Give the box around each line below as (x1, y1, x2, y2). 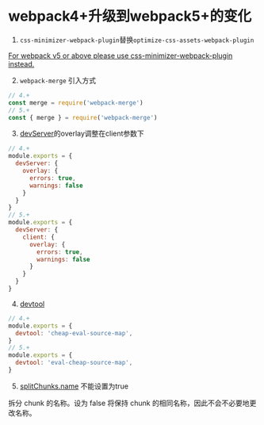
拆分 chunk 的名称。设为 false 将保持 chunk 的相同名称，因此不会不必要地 (8, 398, 250, 408)
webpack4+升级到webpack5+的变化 (8, 7, 252, 25)
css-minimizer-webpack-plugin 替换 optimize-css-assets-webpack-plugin (19, 35, 254, 44)
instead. (8, 59, 35, 68)
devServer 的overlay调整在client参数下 (19, 128, 144, 139)
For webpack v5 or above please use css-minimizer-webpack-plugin (8, 51, 233, 60)
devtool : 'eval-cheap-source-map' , (15, 358, 133, 367)
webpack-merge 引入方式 (19, 75, 97, 85)
